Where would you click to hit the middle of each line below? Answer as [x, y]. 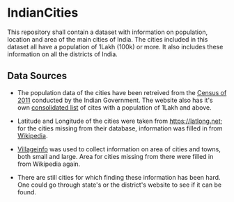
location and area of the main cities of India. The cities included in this [108, 39]
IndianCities [43, 13]
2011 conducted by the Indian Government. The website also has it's [115, 100]
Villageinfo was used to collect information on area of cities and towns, [119, 149]
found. [27, 192]
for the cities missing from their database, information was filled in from [120, 128]
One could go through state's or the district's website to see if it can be [119, 185]
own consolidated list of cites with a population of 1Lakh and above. [114, 107]
